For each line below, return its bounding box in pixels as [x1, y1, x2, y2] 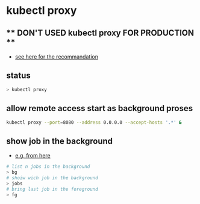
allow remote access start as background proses [6, 103, 193, 113]
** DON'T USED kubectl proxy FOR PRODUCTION [6, 28, 195, 38]
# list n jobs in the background [6, 164, 90, 170]
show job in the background [6, 136, 113, 146]
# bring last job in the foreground [6, 186, 98, 192]
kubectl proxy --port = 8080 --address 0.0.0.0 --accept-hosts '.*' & [6, 119, 182, 126]
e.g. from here [14, 152, 51, 159]
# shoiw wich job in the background [6, 174, 98, 181]
